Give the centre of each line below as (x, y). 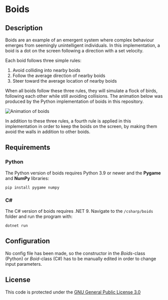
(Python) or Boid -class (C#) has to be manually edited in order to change (81, 259)
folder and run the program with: (39, 216)
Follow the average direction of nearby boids (59, 76)
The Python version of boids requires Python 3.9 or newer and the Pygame (83, 173)
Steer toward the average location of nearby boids (65, 81)
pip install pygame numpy (32, 188)
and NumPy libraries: (27, 178)
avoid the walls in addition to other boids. (48, 132)
